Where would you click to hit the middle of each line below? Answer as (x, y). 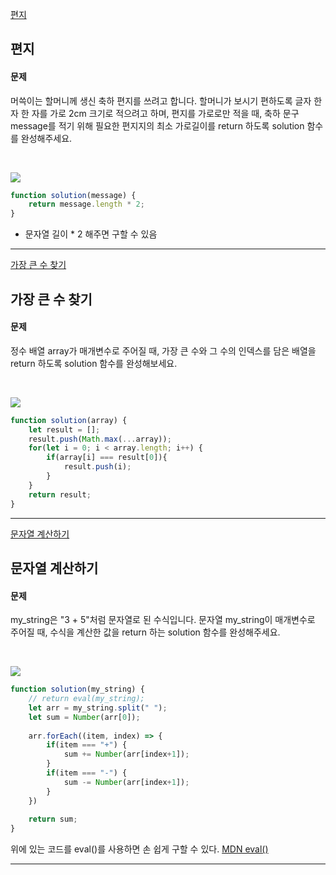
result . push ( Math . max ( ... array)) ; (100, 439)
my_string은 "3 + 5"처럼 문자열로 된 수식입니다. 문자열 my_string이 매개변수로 (163, 620)
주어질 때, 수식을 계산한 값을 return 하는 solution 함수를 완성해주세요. (145, 632)
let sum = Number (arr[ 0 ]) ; (84, 717)
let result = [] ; (64, 429)
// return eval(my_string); (86, 699)
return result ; (60, 494)
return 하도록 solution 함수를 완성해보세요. (94, 363)
